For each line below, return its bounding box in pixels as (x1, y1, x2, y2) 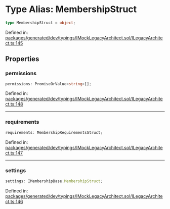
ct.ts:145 (5, 40, 23, 46)
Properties (5, 55, 39, 64)
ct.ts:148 (5, 101, 23, 107)
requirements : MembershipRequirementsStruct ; (5, 130, 103, 135)
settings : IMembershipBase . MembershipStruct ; (5, 178, 103, 184)
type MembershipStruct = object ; (5, 20, 76, 25)
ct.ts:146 (5, 198, 23, 204)
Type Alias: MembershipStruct (5, 4, 137, 15)
